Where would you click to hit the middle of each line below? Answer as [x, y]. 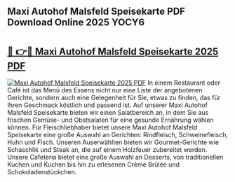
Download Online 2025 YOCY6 [76, 23]
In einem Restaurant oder [184, 83]
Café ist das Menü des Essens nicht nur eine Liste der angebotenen [105, 90]
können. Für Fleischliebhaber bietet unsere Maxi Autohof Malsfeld [102, 127]
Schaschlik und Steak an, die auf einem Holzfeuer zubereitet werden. [107, 149]
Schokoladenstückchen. [42, 172]
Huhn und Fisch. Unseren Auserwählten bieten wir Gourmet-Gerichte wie [113, 142]
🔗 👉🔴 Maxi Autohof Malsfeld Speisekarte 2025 [113, 51]
